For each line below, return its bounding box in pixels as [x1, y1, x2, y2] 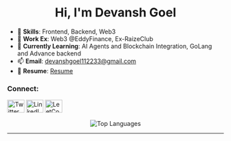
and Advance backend [16, 49, 81, 57]
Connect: [7, 84, 39, 93]
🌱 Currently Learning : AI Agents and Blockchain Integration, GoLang [16, 42, 212, 50]
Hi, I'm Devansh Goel [54, 5, 177, 21]
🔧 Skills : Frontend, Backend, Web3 [16, 27, 116, 36]
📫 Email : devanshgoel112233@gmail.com [16, 57, 136, 65]
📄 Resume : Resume [16, 66, 74, 75]
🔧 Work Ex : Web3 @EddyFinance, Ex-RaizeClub [16, 34, 153, 42]
